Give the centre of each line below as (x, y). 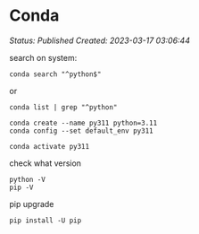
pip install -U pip (46, 221)
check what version (46, 163)
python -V (28, 179)
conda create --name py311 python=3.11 (83, 123)
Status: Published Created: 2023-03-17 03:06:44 (99, 40)
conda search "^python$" (55, 74)
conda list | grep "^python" (63, 107)
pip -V (21, 187)
